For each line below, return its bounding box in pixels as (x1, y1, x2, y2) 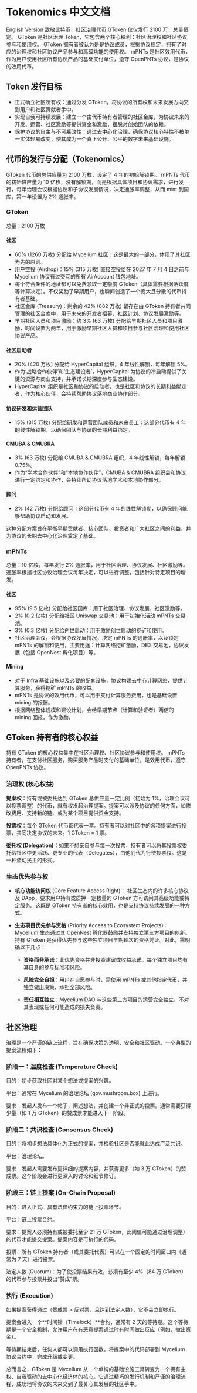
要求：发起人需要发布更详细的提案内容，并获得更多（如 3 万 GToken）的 (6, 1165, 181, 1172)
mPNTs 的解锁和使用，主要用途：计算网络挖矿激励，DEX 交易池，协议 (14, 641, 184, 648)
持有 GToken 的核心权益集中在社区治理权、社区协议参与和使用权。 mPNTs (6, 749, 185, 756)
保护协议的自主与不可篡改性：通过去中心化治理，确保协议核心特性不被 (14, 128, 185, 135)
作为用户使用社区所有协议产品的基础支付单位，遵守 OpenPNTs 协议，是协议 (6, 55, 189, 62)
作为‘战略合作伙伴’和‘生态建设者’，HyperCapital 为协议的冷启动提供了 (14, 368, 182, 375)
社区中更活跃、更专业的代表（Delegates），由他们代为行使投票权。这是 (16, 849, 188, 856)
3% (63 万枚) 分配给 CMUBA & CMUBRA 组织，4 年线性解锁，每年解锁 (14, 454, 186, 461)
